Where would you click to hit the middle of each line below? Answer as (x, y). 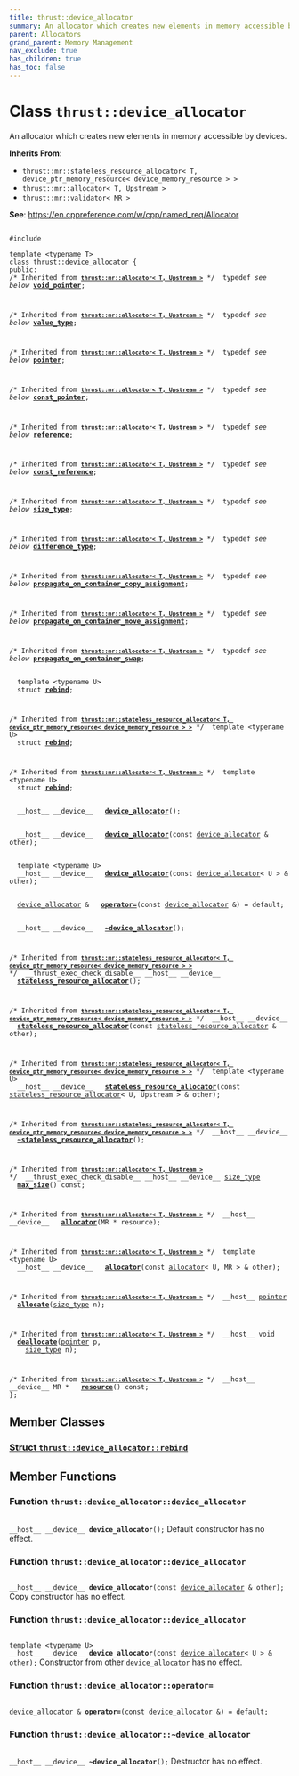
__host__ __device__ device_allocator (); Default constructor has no (137, 1528)
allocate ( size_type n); (61, 1305)
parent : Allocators (45, 34)
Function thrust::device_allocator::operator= (111, 1685)
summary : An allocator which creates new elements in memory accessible (147, 26)
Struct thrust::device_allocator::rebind (99, 1447)
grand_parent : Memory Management (71, 42)
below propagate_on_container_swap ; (77, 659)
